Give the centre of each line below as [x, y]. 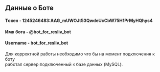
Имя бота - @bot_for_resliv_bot [38, 32]
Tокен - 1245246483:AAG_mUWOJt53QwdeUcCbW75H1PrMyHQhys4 [79, 20]
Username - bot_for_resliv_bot [37, 43]
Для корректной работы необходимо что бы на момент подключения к [80, 54]
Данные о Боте [29, 8]
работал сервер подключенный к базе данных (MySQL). [64, 64]
